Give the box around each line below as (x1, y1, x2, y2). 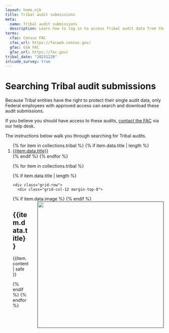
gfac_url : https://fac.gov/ (10, 49, 69, 54)
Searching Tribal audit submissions (5, 81, 156, 92)
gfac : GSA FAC (10, 45, 39, 50)
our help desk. (5, 123, 35, 129)
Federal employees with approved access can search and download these (5, 103, 159, 109)
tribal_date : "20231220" (5, 54, 57, 59)
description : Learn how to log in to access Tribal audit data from (10, 26, 156, 31)
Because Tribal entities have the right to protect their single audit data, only (5, 97, 161, 103)
